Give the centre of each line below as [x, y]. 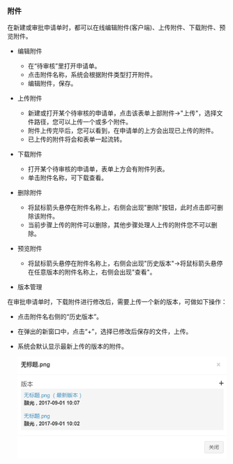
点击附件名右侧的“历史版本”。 [60, 317]
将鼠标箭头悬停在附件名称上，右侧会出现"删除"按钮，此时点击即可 [122, 208]
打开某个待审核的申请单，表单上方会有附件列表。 [98, 169]
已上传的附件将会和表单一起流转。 [77, 139]
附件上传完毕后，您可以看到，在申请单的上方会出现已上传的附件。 [122, 131]
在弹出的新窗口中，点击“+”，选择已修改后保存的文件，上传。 [105, 332]
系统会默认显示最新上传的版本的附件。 [72, 347]
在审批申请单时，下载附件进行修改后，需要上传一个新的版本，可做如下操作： [117, 302]
